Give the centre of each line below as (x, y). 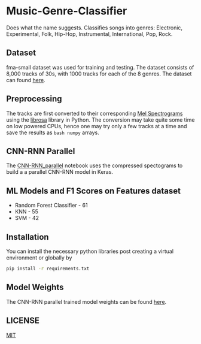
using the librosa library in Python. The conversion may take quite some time (101, 120)
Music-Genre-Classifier (67, 11)
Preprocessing (34, 99)
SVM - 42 (27, 218)
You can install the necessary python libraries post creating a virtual (90, 251)
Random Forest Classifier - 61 (51, 206)
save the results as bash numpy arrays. (53, 132)
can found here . (26, 80)
